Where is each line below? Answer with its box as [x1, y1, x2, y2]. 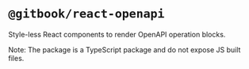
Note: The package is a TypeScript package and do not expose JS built [8, 44, 241, 54]
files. [8, 53, 25, 63]
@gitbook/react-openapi [8, 6, 165, 21]
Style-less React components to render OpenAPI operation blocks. [8, 29, 226, 39]
